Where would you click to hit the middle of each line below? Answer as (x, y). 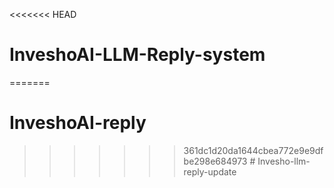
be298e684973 (215, 161)
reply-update (210, 171)
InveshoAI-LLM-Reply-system (137, 55)
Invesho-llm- (284, 161)
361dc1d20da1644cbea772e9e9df (253, 150)
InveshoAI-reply (78, 123)
